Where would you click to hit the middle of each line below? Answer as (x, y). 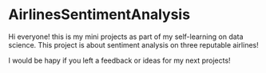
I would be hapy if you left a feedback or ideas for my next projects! (119, 60)
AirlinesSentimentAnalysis (99, 15)
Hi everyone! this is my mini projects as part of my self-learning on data (126, 36)
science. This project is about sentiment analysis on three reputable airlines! (133, 44)
